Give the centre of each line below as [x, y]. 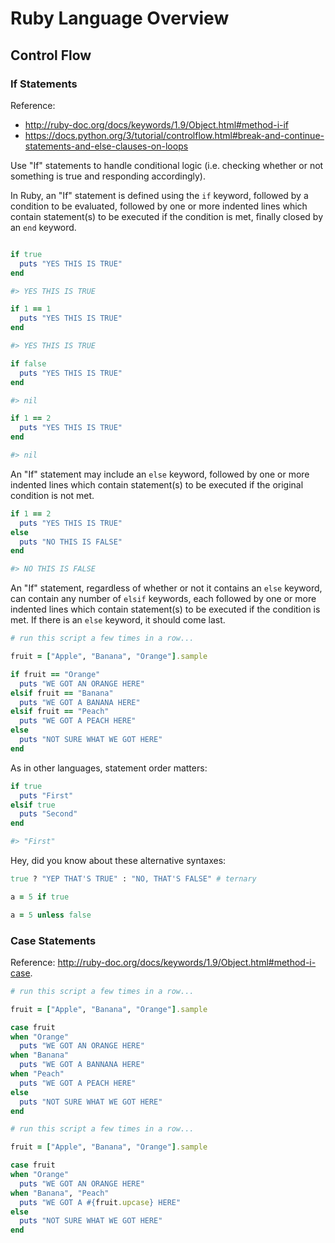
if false [28, 363]
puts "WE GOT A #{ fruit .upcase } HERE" [100, 1202]
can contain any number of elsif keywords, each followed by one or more [163, 599]
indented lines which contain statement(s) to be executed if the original [157, 484]
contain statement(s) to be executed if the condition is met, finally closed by [167, 216]
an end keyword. [43, 227]
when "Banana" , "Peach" [60, 1193]
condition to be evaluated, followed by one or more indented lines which [159, 206]
